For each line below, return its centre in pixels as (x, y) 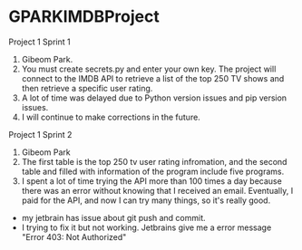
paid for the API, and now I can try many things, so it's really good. (146, 200)
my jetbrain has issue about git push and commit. (113, 217)
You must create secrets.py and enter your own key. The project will (149, 69)
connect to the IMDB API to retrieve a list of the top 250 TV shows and (153, 78)
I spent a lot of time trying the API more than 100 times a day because (151, 181)
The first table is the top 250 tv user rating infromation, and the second (154, 161)
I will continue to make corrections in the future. (111, 117)
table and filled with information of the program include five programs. (153, 171)
